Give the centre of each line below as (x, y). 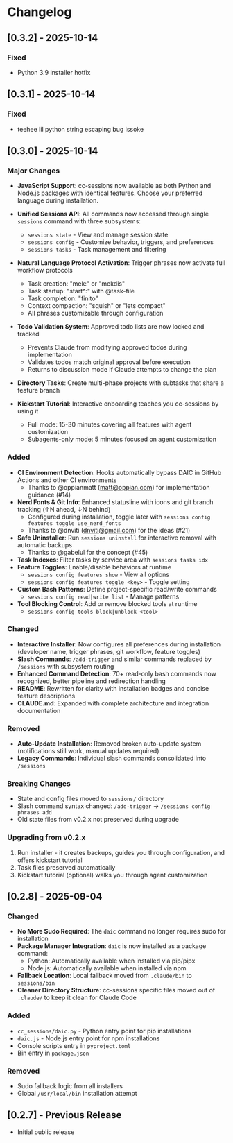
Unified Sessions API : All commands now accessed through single (113, 214)
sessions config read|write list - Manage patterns (103, 596)
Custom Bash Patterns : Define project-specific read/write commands (117, 589)
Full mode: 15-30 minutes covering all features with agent (110, 424)
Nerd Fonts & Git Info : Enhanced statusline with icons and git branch (115, 502)
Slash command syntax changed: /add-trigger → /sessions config (114, 806)
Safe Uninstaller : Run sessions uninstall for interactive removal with (117, 538)
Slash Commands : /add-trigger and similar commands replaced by (114, 659)
